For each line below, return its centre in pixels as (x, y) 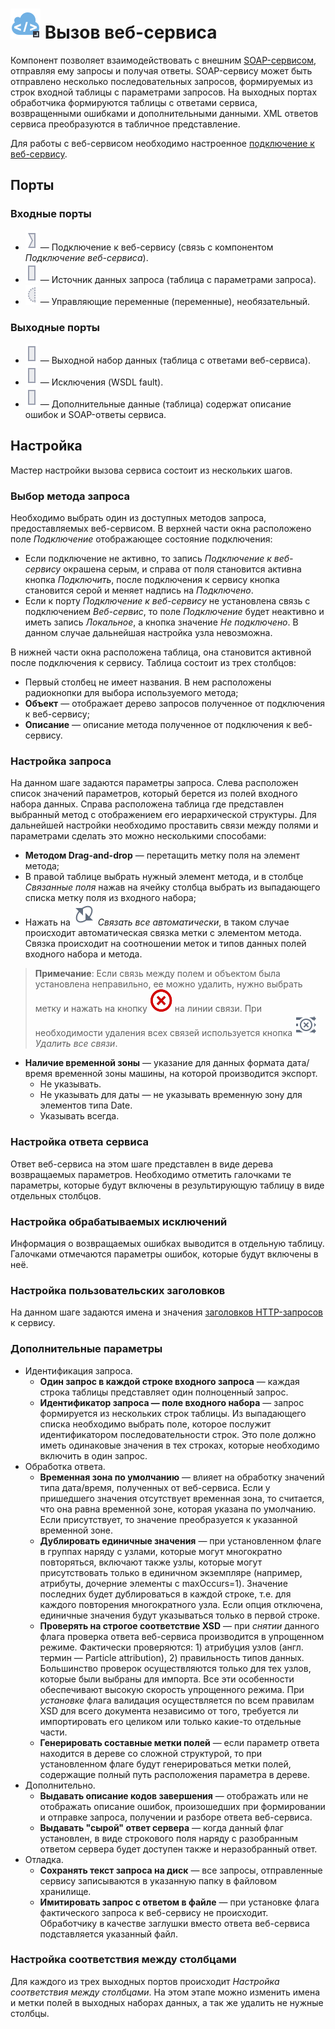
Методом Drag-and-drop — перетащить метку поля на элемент (162, 855)
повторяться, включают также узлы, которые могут (151, 1562)
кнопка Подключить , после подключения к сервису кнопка (152, 580)
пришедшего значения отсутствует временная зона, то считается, (182, 1498)
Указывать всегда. (79, 1116)
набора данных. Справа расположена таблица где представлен (147, 804)
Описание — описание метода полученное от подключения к (158, 725)
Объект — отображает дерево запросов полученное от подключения (175, 704)
